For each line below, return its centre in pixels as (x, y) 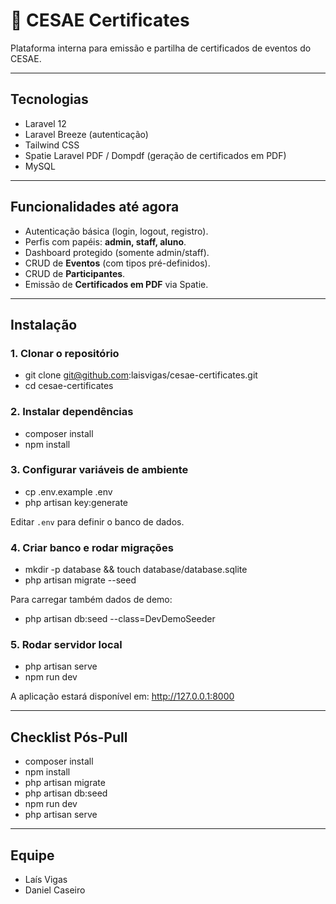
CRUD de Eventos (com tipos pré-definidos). (117, 263)
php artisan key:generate (76, 502)
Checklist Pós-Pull (69, 737)
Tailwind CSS (52, 145)
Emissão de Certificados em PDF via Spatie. (116, 284)
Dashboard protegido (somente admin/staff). (117, 252)
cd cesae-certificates (69, 386)
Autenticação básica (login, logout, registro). (116, 231)
